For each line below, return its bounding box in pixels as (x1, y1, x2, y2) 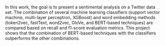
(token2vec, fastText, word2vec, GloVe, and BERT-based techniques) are (5, 20, 154, 25)
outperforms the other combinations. (5, 35, 80, 41)
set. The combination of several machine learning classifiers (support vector (5, 9, 160, 15)
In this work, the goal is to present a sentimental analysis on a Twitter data (5, 4, 156, 10)
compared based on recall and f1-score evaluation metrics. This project (5, 25, 150, 31)
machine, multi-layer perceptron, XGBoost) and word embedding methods (5, 15, 156, 20)
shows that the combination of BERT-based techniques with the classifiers (5, 30, 156, 36)
